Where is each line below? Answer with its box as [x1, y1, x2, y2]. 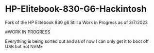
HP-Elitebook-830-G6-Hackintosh [5, 3, 147, 15]
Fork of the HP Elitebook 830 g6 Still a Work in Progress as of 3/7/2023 [5, 19, 148, 25]
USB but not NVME [5, 43, 43, 49]
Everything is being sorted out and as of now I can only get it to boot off [5, 38, 149, 44]
